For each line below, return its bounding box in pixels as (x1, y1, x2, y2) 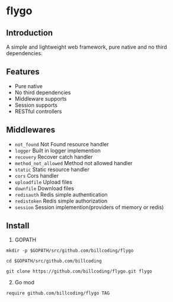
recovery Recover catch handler (14, 153, 93, 160)
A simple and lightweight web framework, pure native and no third (6, 43, 167, 50)
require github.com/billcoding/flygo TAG (6, 290, 110, 297)
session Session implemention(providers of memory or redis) (14, 203, 164, 211)
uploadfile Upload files (14, 178, 73, 185)
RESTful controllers (14, 108, 62, 115)
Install (6, 221, 30, 231)
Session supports (14, 101, 58, 108)
